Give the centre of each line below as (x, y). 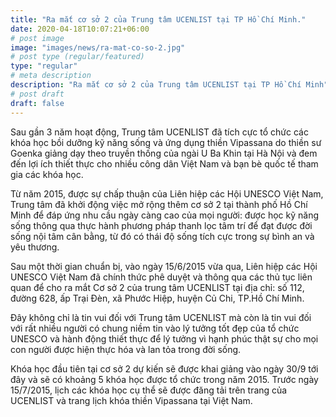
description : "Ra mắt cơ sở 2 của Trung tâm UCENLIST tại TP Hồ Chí (156, 85)
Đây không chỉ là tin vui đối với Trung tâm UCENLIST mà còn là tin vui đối (161, 317)
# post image (37, 38)
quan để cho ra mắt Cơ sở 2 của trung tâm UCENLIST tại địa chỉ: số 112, (157, 287)
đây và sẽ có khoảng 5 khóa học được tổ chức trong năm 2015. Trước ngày (164, 379)
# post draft (37, 94)
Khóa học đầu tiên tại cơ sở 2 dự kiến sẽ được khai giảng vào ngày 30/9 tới (164, 368)
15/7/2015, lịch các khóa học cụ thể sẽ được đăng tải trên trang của (149, 390)
